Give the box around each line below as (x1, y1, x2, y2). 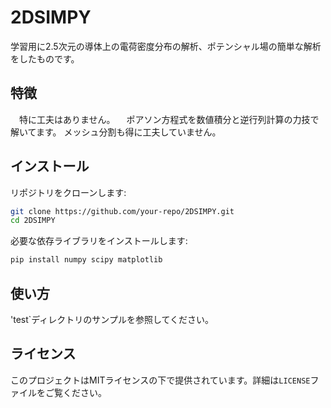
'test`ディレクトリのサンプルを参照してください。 (10, 314, 215, 325)
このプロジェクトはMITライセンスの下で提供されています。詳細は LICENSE (10, 374, 311, 386)
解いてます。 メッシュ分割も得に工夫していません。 (10, 126, 222, 138)
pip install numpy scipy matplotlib (10, 255, 163, 265)
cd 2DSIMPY (10, 216, 56, 226)
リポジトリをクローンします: (10, 186, 127, 198)
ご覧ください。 (44, 386, 107, 398)
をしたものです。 (10, 52, 80, 65)
